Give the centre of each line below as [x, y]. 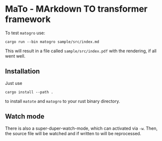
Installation [22, 71]
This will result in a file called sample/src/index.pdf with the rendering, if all [81, 51]
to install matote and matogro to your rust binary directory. [63, 101]
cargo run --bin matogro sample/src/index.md [52, 42]
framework [28, 19]
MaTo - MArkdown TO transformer [76, 9]
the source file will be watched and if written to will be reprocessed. [73, 133]
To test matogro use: [25, 33]
